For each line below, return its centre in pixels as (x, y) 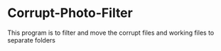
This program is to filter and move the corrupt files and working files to (111, 33)
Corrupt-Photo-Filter (70, 13)
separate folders (31, 40)
